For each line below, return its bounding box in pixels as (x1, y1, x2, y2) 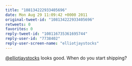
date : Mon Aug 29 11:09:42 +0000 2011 (5, 12, 88, 17)
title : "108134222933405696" (5, 7, 67, 13)
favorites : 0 (5, 27, 33, 32)
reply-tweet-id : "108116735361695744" (5, 31, 88, 36)
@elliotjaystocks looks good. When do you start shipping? (5, 55, 127, 61)
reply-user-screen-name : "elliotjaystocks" (5, 41, 99, 46)
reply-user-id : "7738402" (5, 36, 60, 41)
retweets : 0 (5, 21, 31, 27)
